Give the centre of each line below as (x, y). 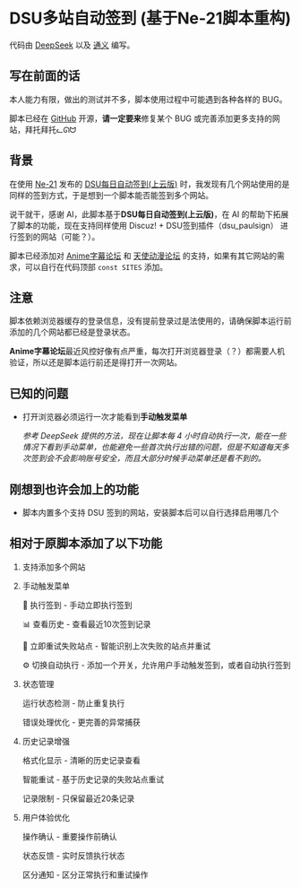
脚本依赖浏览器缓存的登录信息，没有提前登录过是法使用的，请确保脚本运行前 (150, 321)
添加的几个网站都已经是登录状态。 (72, 332)
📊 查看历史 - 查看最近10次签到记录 (86, 623)
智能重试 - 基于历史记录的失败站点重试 (93, 779)
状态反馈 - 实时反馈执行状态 (73, 855)
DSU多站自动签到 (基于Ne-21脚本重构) (150, 18)
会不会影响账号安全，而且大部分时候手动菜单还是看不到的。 (156, 458)
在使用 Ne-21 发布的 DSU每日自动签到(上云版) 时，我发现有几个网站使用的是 (150, 184)
